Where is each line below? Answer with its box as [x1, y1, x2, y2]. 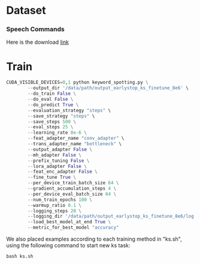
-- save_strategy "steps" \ [28, 113, 95, 119]
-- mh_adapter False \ [28, 152, 82, 158]
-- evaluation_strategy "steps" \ [28, 107, 111, 113]
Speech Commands [6, 25, 65, 34]
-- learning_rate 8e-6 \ [28, 130, 87, 136]
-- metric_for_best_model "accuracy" [28, 224, 119, 231]
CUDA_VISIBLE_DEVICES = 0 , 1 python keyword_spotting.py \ [6, 79, 149, 86]
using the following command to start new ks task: [6, 242, 131, 249]
